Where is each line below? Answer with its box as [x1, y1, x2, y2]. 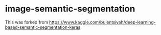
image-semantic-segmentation [5, 3, 136, 14]
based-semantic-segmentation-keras [5, 24, 81, 30]
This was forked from [5, 19, 48, 25]
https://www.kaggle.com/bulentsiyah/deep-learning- [49, 19, 156, 25]
